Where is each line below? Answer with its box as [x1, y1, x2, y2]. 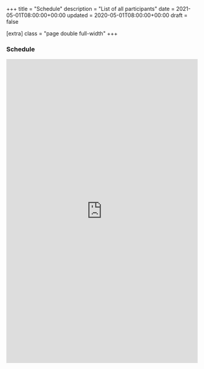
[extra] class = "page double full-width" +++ [6, 30, 118, 37]
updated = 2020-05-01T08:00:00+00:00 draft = [67, 12, 188, 19]
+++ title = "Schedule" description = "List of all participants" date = [6, 5, 175, 12]
